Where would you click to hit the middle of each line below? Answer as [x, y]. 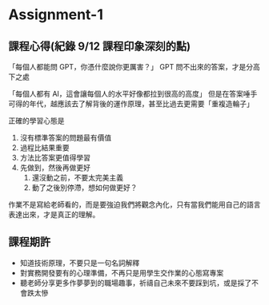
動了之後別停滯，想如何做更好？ [84, 188]
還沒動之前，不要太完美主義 [78, 178]
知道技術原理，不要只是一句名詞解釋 [80, 263]
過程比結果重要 [44, 148]
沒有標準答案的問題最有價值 [66, 138]
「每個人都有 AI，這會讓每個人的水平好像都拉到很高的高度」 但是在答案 [126, 94]
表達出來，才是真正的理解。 [54, 214]
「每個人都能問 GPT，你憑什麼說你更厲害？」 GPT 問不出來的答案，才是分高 [134, 67]
